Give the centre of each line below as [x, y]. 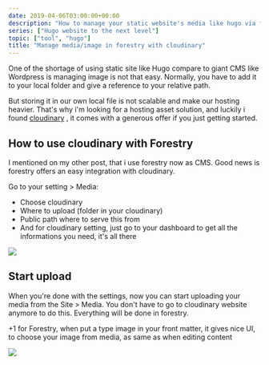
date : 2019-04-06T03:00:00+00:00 [64, 16]
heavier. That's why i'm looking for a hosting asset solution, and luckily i [127, 110]
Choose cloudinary [51, 202]
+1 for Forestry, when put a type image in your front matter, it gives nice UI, [132, 328]
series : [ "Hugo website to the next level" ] [84, 30]
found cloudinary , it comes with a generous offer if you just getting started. [133, 118]
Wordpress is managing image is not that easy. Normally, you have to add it [132, 77]
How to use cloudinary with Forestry [101, 143]
